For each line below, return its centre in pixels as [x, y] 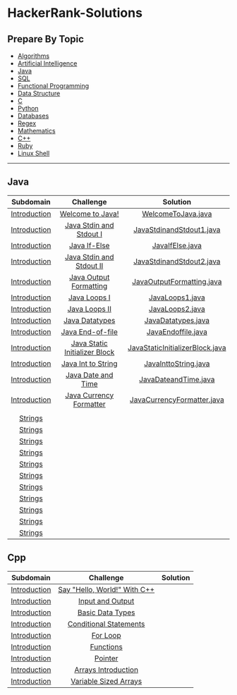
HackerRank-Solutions [75, 13]
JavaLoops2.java [177, 309]
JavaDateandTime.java [177, 379]
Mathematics [36, 131]
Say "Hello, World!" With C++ [106, 589]
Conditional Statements [106, 624]
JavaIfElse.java [177, 245]
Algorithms [34, 56]
